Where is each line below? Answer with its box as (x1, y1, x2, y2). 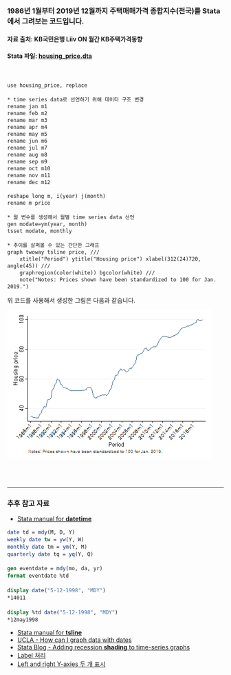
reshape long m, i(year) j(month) (7, 192, 107, 199)
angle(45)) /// (7, 262, 51, 270)
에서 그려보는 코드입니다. (7, 16, 85, 26)
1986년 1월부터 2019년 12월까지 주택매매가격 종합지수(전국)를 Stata (7, 6, 221, 15)
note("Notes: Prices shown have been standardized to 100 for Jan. (19, 276, 217, 283)
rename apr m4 (7, 123, 48, 130)
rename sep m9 (7, 158, 48, 165)
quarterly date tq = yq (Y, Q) (7, 550, 94, 558)
